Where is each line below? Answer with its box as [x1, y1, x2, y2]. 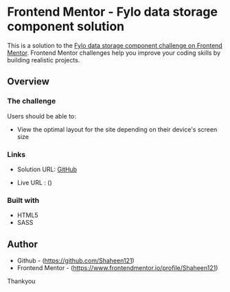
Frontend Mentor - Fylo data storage [7, 4, 218, 20]
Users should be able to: [7, 112, 77, 120]
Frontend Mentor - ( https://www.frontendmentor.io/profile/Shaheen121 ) [16, 264, 218, 272]
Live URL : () [16, 178, 53, 186]
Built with [7, 195, 40, 205]
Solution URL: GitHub [16, 165, 78, 173]
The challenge [7, 97, 56, 106]
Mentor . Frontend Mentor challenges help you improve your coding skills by [7, 49, 221, 57]
